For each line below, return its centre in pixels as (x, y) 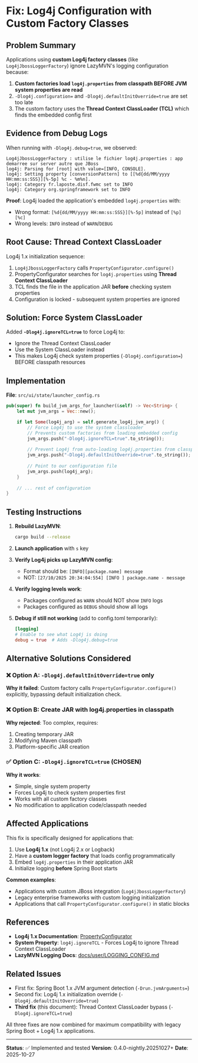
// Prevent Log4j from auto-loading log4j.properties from (101, 450)
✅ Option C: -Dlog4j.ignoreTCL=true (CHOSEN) (74, 762)
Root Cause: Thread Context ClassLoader (84, 242)
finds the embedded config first (53, 115)
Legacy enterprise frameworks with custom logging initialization (93, 897)
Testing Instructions (44, 512)
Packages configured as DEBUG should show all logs (86, 607)
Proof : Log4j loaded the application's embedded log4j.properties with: (93, 200)
